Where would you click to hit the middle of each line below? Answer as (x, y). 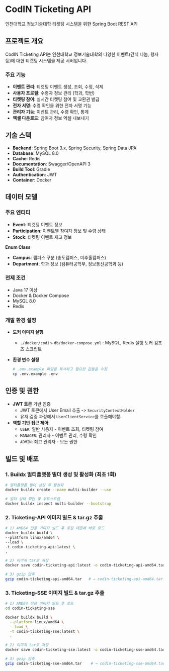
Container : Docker (32, 180)
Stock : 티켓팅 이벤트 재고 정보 (42, 237)
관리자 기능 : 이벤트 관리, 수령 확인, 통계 (51, 112)
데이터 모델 (21, 197)
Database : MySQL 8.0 (35, 153)
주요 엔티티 (18, 213)
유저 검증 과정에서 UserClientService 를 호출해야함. (71, 416)
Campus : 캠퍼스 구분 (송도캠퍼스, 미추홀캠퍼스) (59, 257)
